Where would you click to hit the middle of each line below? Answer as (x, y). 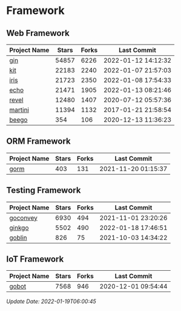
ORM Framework (38, 142)
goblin (18, 237)
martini (19, 110)
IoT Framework (35, 259)
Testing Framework (44, 190)
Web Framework (38, 33)
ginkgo (19, 228)
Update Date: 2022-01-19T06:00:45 (51, 301)
